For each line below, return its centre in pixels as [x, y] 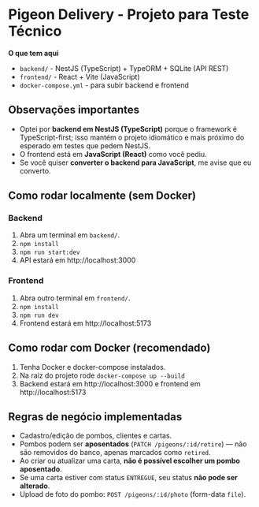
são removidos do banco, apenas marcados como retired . [115, 453]
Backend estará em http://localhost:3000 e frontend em [110, 383]
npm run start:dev [50, 253]
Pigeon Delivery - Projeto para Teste [129, 15]
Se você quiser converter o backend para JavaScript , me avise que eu [135, 162]
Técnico [35, 31]
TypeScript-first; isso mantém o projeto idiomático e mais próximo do [132, 137]
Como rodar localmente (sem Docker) [102, 196]
